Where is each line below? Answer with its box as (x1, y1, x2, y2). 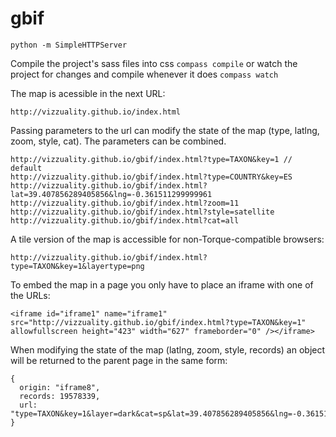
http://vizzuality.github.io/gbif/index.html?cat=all (10, 215, 240, 226)
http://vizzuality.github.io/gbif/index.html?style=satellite (10, 207, 275, 217)
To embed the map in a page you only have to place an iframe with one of (10, 278, 314, 291)
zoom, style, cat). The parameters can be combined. (10, 135, 227, 147)
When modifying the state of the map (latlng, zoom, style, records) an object (10, 343, 326, 356)
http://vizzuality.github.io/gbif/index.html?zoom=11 (10, 198, 240, 208)
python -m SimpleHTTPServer (10, 40, 128, 50)
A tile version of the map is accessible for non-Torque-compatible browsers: (10, 233, 325, 245)
